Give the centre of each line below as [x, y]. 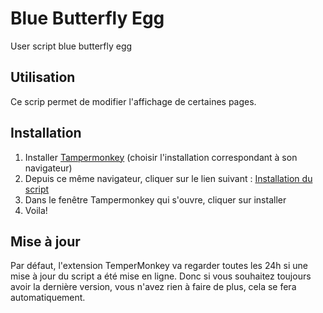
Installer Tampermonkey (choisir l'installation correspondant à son [161, 157]
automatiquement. [48, 298]
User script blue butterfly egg [71, 46]
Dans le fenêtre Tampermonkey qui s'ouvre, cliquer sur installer [155, 199]
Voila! [36, 210]
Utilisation [43, 77]
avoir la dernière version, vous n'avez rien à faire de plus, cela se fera [153, 287]
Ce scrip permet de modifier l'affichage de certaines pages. [133, 101]
